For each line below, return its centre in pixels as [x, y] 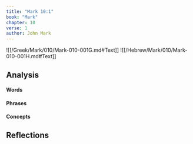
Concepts [18, 117]
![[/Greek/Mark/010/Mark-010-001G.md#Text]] [63, 50]
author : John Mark [29, 34]
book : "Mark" [22, 17]
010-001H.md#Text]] [31, 56]
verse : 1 [17, 28]
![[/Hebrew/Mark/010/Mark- [154, 50]
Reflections [28, 135]
